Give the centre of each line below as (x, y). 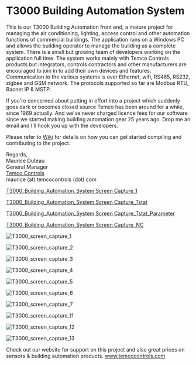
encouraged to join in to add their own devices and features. (79, 70)
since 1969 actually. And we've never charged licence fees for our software (97, 113)
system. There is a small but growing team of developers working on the (93, 52)
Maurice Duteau (25, 161)
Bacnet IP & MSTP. (29, 89)
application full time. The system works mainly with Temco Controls (87, 58)
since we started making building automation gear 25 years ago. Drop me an (98, 119)
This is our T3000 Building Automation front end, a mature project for (90, 27)
